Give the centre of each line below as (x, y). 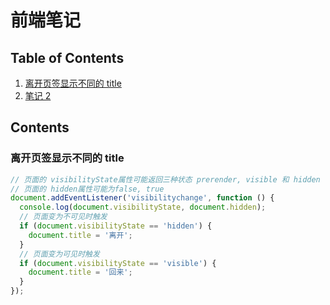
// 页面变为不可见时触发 (63, 217)
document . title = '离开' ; (80, 235)
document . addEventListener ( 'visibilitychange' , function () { (142, 198)
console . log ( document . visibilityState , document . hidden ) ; (143, 207)
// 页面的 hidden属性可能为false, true (87, 189)
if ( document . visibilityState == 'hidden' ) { (116, 226)
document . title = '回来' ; (80, 272)
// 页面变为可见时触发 (59, 254)
